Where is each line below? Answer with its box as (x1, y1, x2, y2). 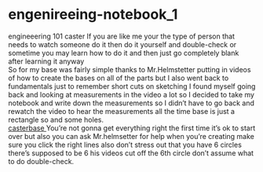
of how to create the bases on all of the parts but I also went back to (8, 73, 229, 82)
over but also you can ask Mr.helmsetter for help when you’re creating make (8, 131, 255, 141)
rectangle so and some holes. (8, 115, 104, 124)
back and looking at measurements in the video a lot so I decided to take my (8, 90, 255, 99)
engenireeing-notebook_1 (8, 5, 178, 24)
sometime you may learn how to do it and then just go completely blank (8, 48, 239, 57)
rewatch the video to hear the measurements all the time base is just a (8, 106, 236, 115)
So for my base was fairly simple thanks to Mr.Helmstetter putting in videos (8, 64, 251, 74)
